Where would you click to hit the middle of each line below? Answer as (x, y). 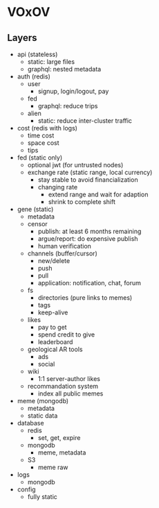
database (30, 423)
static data (43, 416)
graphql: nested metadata (64, 69)
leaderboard (55, 342)
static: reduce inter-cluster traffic (85, 121)
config (26, 489)
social (46, 364)
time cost (41, 135)
